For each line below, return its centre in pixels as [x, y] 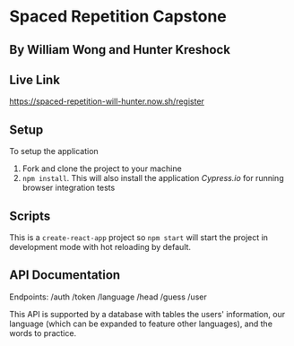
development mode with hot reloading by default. [100, 247]
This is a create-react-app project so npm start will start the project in [139, 238]
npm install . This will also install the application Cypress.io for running [153, 178]
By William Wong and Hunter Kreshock [120, 50]
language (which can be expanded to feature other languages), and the [141, 324]
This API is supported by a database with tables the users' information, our [147, 314]
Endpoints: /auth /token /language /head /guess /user [108, 297]
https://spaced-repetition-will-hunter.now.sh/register [107, 101]
